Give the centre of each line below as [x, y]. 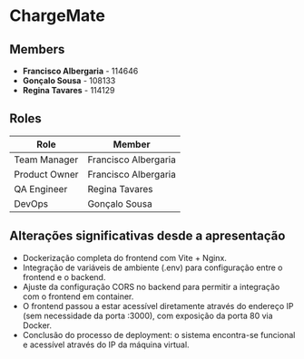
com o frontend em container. [78, 296]
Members [37, 49]
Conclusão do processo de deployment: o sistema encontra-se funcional [159, 335]
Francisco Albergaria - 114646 [80, 71]
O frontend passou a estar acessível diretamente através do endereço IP [158, 306]
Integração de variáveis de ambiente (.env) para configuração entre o [152, 267]
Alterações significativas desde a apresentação [147, 236]
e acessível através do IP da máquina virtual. [106, 344]
